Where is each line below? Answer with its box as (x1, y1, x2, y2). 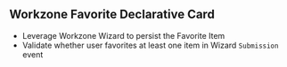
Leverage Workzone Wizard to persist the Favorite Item (21, 30, 225, 41)
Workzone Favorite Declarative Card (9, 7, 216, 22)
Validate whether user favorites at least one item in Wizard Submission (21, 40, 279, 50)
